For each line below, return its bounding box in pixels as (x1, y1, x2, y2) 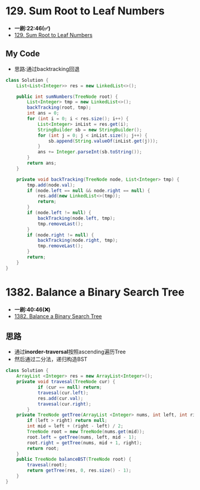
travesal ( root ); (27, 462, 67, 468)
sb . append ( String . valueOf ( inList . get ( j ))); (48, 138, 159, 144)
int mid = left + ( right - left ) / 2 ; (27, 423, 124, 429)
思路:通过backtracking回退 (14, 65, 80, 72)
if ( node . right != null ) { (27, 232, 94, 238)
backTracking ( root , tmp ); (27, 104, 92, 111)
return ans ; (27, 160, 57, 166)
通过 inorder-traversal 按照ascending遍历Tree (14, 348, 126, 356)
